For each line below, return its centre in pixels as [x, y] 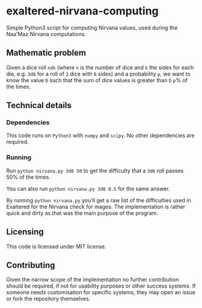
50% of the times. [29, 177]
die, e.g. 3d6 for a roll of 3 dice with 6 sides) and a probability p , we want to [98, 74]
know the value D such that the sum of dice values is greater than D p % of [97, 80]
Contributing [31, 265]
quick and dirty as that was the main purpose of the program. [82, 213]
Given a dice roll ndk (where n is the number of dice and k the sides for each [100, 67]
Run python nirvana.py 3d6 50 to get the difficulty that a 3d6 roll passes [95, 171]
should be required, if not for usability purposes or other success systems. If [101, 286]
